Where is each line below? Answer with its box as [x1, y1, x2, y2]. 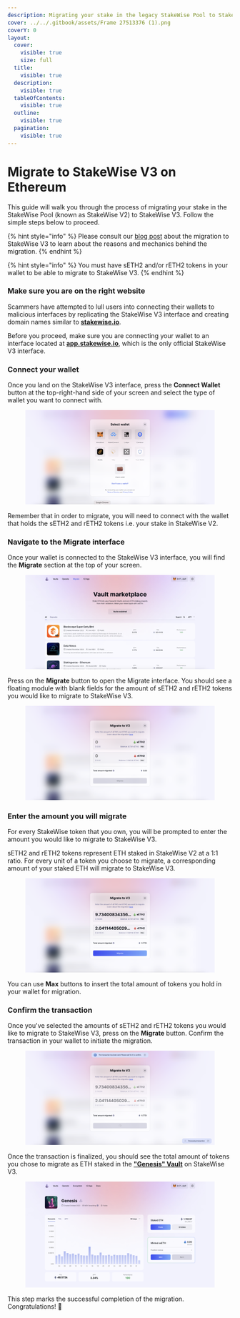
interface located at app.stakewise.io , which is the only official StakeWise [7, 339, 226, 347]
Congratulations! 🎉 [7, 1302, 62, 1311]
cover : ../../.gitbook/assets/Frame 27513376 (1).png [7, 19, 171, 26]
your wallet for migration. [7, 987, 81, 996]
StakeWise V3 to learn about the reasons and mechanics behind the [7, 239, 207, 248]
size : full [20, 57, 53, 64]
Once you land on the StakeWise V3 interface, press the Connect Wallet [7, 381, 221, 390]
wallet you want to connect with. [7, 396, 104, 405]
